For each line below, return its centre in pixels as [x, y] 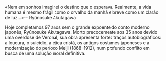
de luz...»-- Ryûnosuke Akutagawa [40, 17]
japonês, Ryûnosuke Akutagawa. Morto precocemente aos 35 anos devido [81, 32]
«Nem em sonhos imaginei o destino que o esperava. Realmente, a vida [78, 7]
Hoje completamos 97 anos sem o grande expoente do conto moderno [77, 27]
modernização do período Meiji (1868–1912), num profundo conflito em [77, 48]
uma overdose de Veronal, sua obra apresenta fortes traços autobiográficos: [83, 37]
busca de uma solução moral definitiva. [45, 53]
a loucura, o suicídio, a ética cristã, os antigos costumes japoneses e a [77, 43]
